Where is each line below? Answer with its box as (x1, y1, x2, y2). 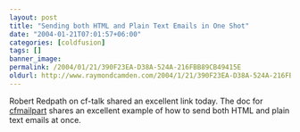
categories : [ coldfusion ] (9, 37, 105, 47)
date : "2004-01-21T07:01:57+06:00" (9, 29, 142, 38)
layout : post (9, 12, 58, 22)
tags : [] (9, 46, 42, 55)
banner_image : (9, 54, 62, 63)
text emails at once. (9, 114, 82, 125)
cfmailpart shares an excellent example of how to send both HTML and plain (9, 104, 290, 116)
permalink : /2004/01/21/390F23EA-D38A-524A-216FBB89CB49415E (9, 63, 242, 72)
